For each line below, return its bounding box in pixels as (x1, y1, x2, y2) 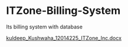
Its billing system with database (6, 23, 83, 30)
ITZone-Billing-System (6, 4, 121, 17)
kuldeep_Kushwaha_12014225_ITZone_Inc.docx (6, 34, 122, 41)
